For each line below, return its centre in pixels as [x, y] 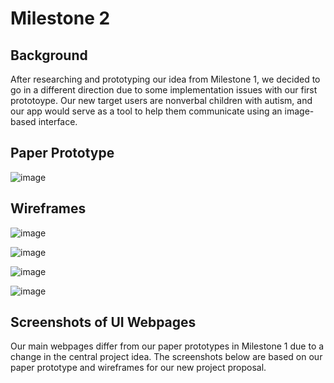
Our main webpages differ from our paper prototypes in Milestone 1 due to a [167, 346]
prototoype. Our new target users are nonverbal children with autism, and [161, 100]
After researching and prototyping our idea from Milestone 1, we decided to [165, 79]
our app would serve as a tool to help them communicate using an [146, 111]
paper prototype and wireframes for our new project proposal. [138, 368]
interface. [58, 121]
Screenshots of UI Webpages [103, 322]
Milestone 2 [60, 18]
